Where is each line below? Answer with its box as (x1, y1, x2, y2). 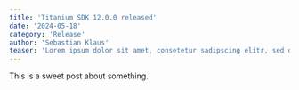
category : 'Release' (9, 29, 86, 38)
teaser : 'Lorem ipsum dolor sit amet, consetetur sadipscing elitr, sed (9, 46, 285, 55)
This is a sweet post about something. (9, 70, 149, 81)
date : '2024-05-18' (9, 21, 82, 30)
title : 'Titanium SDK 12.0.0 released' (9, 12, 158, 22)
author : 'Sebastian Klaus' (9, 37, 109, 47)
